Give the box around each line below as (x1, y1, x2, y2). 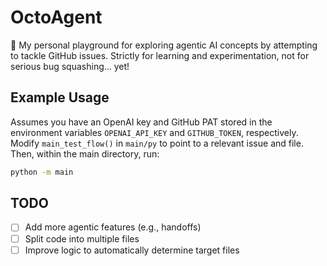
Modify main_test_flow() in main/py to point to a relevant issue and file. (10, 137, 304, 149)
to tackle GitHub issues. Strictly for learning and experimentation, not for (10, 49, 310, 61)
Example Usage (10, 89, 110, 106)
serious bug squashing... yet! (10, 60, 130, 72)
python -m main (10, 167, 74, 177)
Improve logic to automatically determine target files (24, 244, 240, 256)
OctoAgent (10, 6, 103, 29)
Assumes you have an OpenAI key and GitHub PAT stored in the (10, 116, 273, 128)
